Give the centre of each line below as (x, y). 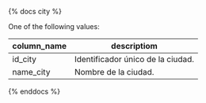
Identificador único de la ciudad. (134, 59)
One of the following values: (54, 26)
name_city (31, 72)
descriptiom (134, 46)
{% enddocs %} (34, 91)
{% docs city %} (35, 11)
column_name (40, 46)
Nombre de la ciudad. (114, 72)
